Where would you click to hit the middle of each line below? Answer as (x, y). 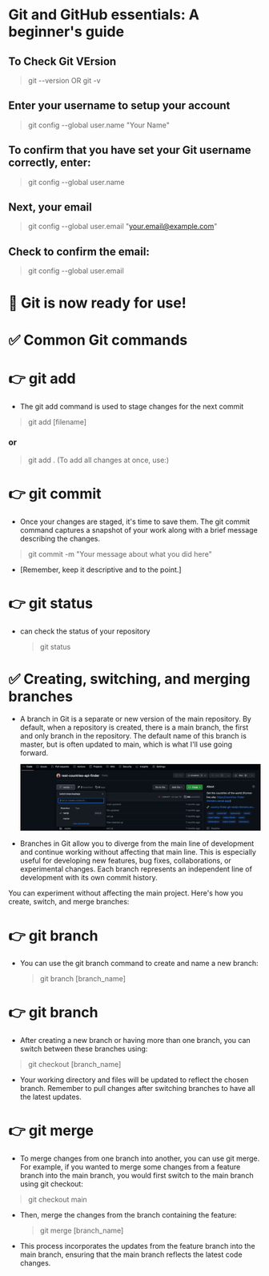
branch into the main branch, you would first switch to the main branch (137, 1176)
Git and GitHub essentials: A (104, 15)
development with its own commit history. (88, 878)
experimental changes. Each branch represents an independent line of (136, 869)
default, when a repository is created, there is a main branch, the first (134, 727)
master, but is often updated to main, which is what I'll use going (126, 744)
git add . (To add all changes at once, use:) (98, 460)
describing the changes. (60, 538)
